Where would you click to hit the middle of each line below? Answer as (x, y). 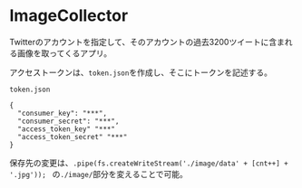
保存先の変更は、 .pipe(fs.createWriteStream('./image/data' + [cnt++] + (149, 163)
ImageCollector (69, 16)
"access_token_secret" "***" (73, 136)
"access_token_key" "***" (67, 129)
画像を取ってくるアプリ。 (64, 53)
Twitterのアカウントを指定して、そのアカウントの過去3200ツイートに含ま (147, 42)
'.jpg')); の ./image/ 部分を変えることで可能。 (98, 174)
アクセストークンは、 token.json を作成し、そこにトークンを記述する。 (141, 72)
